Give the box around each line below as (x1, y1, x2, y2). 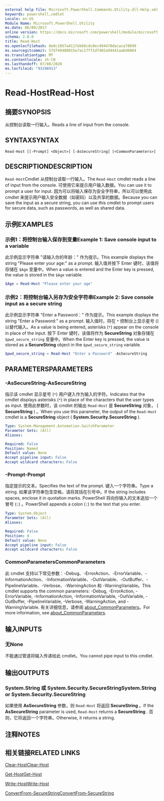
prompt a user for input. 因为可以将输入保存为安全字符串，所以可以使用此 (5, 188, 152, 194)
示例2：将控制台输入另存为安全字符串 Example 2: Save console (5, 294, 154, 301)
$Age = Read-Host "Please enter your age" (5, 281, 93, 286)
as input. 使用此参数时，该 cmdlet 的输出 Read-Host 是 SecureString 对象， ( (5, 402, 159, 408)
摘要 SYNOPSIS (5, 108, 51, 116)
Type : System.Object (5, 511, 47, 516)
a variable (5, 242, 29, 249)
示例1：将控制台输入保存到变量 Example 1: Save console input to (5, 236, 157, 243)
